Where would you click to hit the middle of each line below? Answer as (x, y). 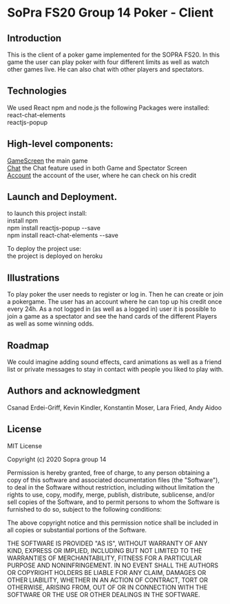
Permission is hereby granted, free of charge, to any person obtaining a (108, 472)
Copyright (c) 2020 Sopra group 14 (57, 459)
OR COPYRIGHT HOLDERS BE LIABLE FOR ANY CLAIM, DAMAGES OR (107, 572)
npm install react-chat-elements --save (63, 235)
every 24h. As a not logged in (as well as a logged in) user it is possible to (112, 309)
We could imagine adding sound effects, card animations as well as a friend (114, 362)
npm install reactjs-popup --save (54, 228)
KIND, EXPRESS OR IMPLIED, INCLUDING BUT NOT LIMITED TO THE (105, 550)
